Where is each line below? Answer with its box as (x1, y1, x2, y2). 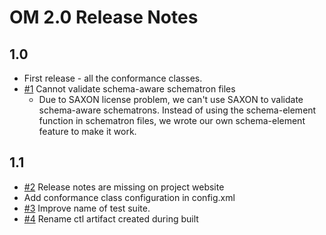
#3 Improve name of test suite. (23, 202, 151, 214)
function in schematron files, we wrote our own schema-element (38, 115, 306, 126)
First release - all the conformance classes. (23, 72, 203, 84)
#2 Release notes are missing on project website (23, 181, 225, 193)
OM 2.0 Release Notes (9, 6, 199, 29)
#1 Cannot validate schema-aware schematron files (23, 83, 236, 95)
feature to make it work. (38, 126, 137, 137)
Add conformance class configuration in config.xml (23, 191, 236, 203)
